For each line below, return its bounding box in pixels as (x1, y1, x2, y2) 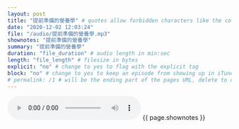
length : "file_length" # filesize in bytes (7, 57, 139, 64)
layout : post (7, 10, 46, 18)
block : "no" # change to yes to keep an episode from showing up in (7, 69, 215, 77)
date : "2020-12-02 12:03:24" (7, 23, 94, 30)
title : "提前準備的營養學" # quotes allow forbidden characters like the (7, 17, 222, 24)
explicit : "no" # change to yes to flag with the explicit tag (7, 63, 199, 70)
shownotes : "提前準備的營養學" (7, 37, 92, 44)
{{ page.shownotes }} (142, 113, 206, 122)
